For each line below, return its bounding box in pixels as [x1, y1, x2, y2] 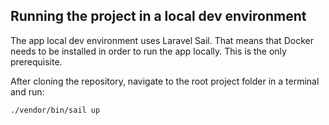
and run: [10, 85, 45, 98]
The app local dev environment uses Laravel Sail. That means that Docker [10, 34, 314, 46]
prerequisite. [10, 55, 63, 68]
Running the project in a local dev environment [10, 8, 307, 25]
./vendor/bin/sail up [10, 105, 101, 115]
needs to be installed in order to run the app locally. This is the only [10, 45, 287, 57]
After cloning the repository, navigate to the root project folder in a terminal [10, 75, 320, 87]
